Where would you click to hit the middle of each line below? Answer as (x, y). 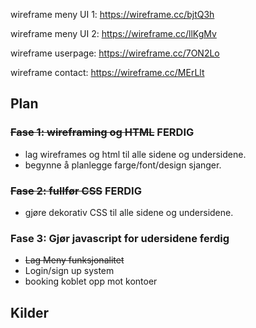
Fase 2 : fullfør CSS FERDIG (76, 191)
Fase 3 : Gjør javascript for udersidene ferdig (120, 238)
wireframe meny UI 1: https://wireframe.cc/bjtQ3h (112, 14)
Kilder (29, 312)
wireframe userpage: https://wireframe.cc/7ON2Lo (115, 53)
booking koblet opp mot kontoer (91, 281)
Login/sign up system (69, 271)
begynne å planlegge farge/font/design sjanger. (123, 165)
